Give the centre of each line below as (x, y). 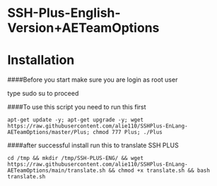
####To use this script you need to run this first (77, 107)
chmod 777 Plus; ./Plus (128, 132)
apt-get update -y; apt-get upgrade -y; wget (75, 120)
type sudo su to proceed (43, 94)
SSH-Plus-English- (64, 13)
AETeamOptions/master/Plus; (49, 132)
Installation (41, 60)
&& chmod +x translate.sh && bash (159, 170)
